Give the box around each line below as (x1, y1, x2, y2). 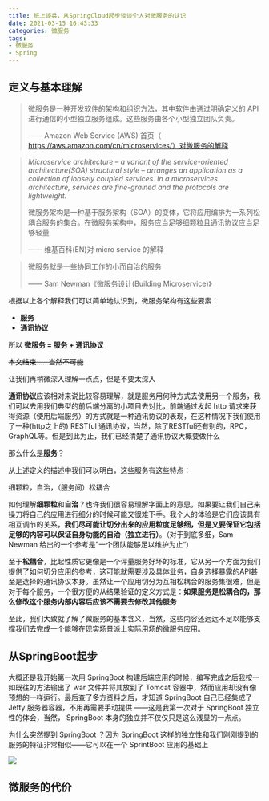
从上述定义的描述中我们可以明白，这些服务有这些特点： (8, 465, 191, 474)
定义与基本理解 (8, 81, 82, 95)
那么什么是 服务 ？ (8, 448, 65, 457)
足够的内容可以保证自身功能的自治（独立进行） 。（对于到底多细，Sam (8, 529, 234, 539)
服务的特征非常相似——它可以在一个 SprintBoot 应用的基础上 (8, 739, 209, 749)
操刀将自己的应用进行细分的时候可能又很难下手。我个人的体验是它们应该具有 (8, 509, 261, 518)
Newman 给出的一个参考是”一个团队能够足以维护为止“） (8, 539, 194, 549)
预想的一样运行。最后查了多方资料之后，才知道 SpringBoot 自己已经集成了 (8, 692, 253, 702)
